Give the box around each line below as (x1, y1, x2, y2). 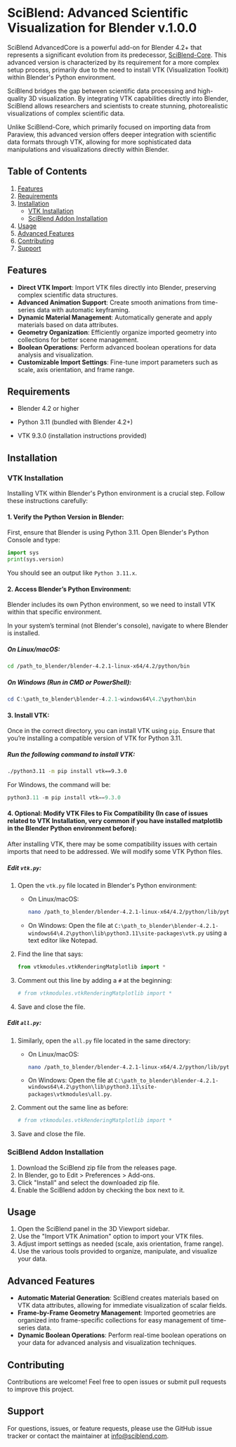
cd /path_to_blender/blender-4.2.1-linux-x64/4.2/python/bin (7, 663, 190, 670)
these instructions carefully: (7, 497, 88, 505)
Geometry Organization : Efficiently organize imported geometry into (17, 328, 217, 336)
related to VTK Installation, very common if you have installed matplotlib (7, 817, 223, 825)
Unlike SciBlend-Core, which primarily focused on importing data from (7, 122, 211, 131)
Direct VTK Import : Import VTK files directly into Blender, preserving (17, 283, 216, 291)
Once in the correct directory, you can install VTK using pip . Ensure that (7, 727, 216, 735)
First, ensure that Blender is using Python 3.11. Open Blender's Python (7, 528, 209, 537)
